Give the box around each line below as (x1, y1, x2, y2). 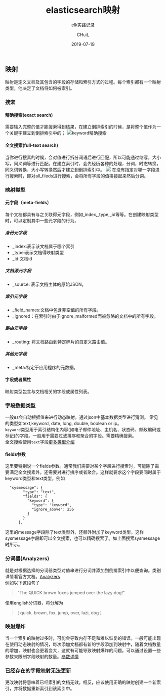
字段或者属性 (5, 377, 31, 383)
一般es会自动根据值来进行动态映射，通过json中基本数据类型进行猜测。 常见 (5, 414, 158, 420)
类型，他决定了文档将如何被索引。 (5, 85, 75, 91)
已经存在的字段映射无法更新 (5, 667, 71, 674)
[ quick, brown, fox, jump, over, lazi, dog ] (17, 609, 102, 615)
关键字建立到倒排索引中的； (9, 130, 66, 136)
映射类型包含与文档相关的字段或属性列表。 (5, 389, 92, 394)
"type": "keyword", (31, 503, 72, 508)
